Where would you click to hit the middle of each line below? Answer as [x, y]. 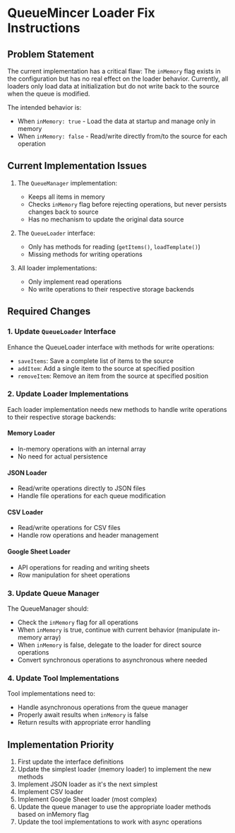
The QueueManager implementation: [67, 183]
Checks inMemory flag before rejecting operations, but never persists [127, 204]
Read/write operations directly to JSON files [82, 488]
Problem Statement [51, 54]
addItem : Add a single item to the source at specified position [106, 368]
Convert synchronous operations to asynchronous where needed [113, 660]
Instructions [44, 28]
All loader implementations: [57, 268]
